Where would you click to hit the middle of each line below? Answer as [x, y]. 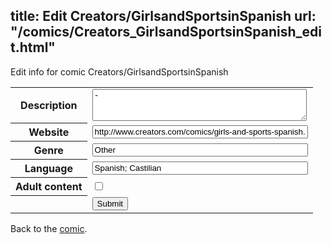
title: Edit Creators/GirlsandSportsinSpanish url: [163, 16]
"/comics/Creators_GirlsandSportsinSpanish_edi [166, 32]
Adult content [49, 187]
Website [49, 132]
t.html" [33, 47]
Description [49, 106]
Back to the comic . [49, 228]
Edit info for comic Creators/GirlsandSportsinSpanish [119, 71]
